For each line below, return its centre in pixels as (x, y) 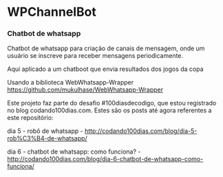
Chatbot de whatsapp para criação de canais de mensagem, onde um (106, 48)
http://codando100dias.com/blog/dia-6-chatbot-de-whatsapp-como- (105, 159)
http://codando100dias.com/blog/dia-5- (141, 131)
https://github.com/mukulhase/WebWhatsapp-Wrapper (85, 90)
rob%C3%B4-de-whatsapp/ (47, 138)
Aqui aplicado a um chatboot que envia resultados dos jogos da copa (106, 69)
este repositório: (30, 118)
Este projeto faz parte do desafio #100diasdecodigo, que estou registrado (112, 103)
